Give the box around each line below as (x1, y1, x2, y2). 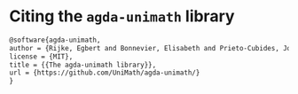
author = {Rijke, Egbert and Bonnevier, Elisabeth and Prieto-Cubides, (9, 43, 279, 52)
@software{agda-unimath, (9, 35, 101, 44)
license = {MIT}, (9, 51, 74, 61)
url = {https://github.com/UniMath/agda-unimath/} (9, 68, 200, 77)
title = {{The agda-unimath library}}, (9, 60, 157, 69)
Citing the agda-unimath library (9, 6, 235, 27)
